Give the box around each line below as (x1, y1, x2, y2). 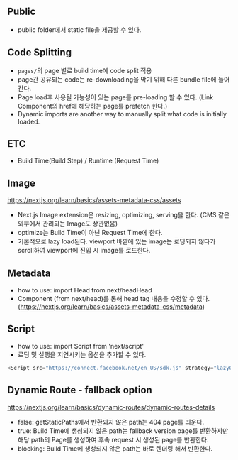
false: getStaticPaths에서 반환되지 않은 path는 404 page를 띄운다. (17, 417, 205, 426)
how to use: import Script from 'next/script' (17, 341, 144, 350)
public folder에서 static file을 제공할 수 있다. (17, 25, 142, 34)
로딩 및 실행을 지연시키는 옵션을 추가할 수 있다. (17, 350, 147, 358)
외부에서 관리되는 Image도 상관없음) (17, 219, 118, 228)
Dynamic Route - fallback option (7, 384, 152, 396)
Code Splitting (7, 46, 72, 59)
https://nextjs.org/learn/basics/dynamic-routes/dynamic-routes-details (7, 402, 215, 411)
